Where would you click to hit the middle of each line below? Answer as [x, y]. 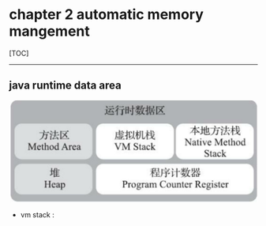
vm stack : [37, 215]
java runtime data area [65, 86]
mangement [49, 31]
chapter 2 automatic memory [107, 15]
